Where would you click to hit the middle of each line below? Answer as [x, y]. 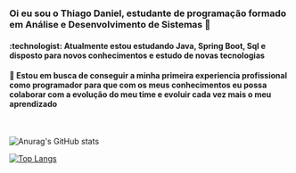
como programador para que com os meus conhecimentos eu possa [138, 85]
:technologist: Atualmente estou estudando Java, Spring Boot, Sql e [137, 45]
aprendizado [33, 104]
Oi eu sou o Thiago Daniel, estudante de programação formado [148, 13]
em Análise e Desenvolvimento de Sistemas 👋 [110, 24]
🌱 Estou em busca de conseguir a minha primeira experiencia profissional [148, 76]
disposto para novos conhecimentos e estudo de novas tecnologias [137, 55]
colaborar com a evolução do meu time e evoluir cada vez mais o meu [140, 95]
